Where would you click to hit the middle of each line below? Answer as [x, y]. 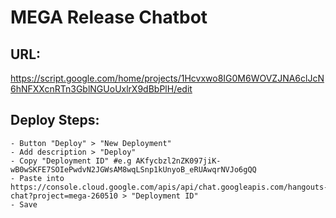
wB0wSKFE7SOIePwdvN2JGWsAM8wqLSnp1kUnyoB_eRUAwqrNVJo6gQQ [133, 169]
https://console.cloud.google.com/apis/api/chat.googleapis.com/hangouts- [169, 187]
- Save [24, 204]
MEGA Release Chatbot [109, 17]
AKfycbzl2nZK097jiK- [178, 161]
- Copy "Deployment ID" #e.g [71, 161]
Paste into [42, 178]
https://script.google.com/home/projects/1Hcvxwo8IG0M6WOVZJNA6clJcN [167, 78]
